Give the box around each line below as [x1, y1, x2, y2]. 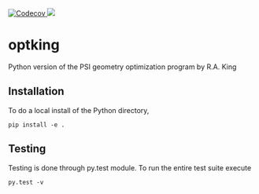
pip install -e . [8, 121, 65, 129]
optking [8, 36, 61, 54]
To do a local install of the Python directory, [8, 105, 150, 115]
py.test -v [8, 178, 44, 186]
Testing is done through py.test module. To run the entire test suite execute [8, 163, 252, 172]
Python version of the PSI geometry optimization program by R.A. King [8, 62, 237, 71]
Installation [8, 85, 65, 98]
